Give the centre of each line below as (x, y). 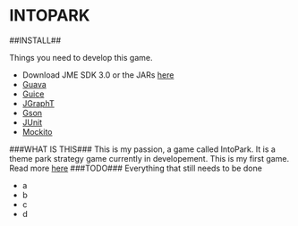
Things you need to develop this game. (81, 57)
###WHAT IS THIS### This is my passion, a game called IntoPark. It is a (142, 149)
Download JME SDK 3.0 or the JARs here (98, 75)
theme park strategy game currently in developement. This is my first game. (149, 158)
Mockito (37, 131)
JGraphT (38, 103)
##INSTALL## (35, 40)
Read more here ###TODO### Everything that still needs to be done (136, 168)
